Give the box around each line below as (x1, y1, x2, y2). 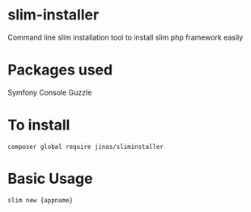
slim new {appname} (7, 196, 74, 204)
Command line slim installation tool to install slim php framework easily (7, 32, 244, 42)
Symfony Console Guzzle (7, 87, 92, 97)
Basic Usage (7, 170, 93, 188)
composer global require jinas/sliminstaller (7, 142, 164, 151)
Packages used (7, 61, 113, 79)
